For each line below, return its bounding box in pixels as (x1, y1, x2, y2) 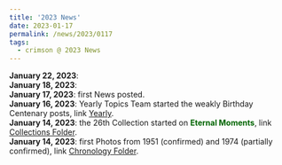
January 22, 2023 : (9, 70, 79, 81)
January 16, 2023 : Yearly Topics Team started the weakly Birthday (9, 98, 254, 109)
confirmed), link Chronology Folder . (9, 145, 139, 156)
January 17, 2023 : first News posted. (9, 90, 145, 100)
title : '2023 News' (9, 12, 82, 22)
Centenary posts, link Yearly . (9, 108, 114, 119)
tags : (9, 37, 29, 47)
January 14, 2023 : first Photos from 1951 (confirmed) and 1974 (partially (9, 137, 273, 147)
